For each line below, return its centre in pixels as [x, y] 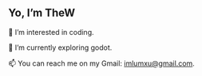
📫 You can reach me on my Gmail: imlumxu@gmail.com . [102, 63]
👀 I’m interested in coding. [51, 32]
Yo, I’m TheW [42, 13]
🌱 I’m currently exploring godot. [60, 47]
